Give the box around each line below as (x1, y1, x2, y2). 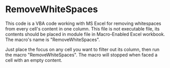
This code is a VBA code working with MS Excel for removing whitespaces (5, 20, 161, 26)
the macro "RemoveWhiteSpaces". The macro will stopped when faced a (5, 52, 158, 58)
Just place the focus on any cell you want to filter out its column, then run (5, 46, 160, 52)
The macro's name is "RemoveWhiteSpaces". (5, 37, 100, 43)
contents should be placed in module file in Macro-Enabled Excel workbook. (5, 31, 165, 37)
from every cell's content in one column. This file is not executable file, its (5, 25, 160, 31)
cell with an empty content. (5, 57, 63, 63)
